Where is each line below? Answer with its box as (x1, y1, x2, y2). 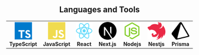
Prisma (171, 40, 190, 47)
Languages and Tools (59, 5, 140, 15)
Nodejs (123, 40, 142, 47)
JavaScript (43, 40, 70, 47)
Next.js (98, 40, 117, 47)
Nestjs (147, 40, 165, 47)
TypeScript (9, 40, 37, 47)
